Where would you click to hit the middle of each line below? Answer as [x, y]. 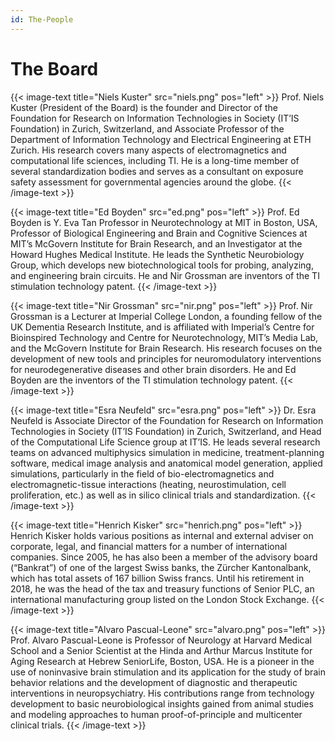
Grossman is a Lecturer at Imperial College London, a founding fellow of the [166, 316]
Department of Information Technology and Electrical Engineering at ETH [161, 139]
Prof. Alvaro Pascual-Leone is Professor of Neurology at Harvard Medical [161, 640]
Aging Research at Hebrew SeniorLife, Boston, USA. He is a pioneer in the [162, 661]
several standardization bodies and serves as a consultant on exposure [157, 171]
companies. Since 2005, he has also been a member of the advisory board [164, 557]
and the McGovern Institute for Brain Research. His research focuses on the [166, 348]
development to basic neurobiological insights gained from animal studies [162, 703]
